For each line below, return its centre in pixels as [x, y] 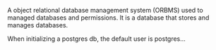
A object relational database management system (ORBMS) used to [105, 10]
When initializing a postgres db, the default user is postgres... [96, 39]
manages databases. [38, 25]
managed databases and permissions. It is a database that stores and [108, 18]
